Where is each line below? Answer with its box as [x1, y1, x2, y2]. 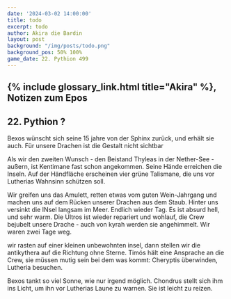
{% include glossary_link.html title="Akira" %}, [7, 81, 217, 93]
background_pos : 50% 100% [7, 49, 82, 56]
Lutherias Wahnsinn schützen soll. [7, 177, 106, 185]
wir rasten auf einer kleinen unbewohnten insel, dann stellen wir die [7, 241, 200, 249]
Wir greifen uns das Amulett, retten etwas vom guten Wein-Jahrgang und [7, 191, 217, 199]
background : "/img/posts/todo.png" [7, 42, 111, 49]
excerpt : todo [7, 23, 49, 30]
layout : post [7, 36, 45, 43]
